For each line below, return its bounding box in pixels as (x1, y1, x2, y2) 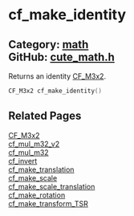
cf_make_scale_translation (8, 181, 95, 191)
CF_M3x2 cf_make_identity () (8, 87, 103, 95)
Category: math (8, 38, 89, 51)
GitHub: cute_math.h (8, 50, 115, 63)
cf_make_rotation (8, 190, 66, 200)
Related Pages (8, 109, 82, 123)
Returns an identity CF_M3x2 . (8, 71, 107, 81)
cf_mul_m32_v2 (8, 139, 60, 149)
